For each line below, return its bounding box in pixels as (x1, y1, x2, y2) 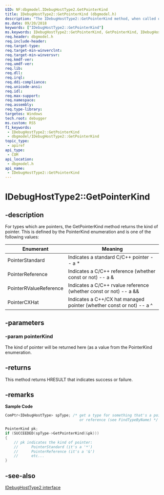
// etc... (14, 454, 45, 458)
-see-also (5, 472, 36, 480)
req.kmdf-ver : (5, 57, 34, 62)
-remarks (5, 391, 34, 399)
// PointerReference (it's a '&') (14, 449, 95, 454)
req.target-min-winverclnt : (5, 48, 62, 53)
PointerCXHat (7, 299, 39, 306)
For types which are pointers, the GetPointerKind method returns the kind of (5, 224, 158, 230)
